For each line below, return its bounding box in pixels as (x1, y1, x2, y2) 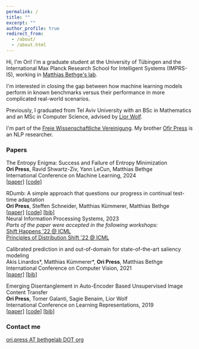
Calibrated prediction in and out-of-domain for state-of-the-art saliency (6, 245, 181, 253)
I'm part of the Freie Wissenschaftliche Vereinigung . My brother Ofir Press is (6, 124, 193, 132)
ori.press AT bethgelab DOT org (6, 336, 84, 343)
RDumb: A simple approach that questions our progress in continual (6, 190, 172, 197)
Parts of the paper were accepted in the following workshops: (6, 222, 158, 229)
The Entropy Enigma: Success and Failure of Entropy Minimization (6, 159, 168, 167)
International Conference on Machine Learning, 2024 (6, 172, 137, 179)
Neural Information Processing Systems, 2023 (6, 215, 119, 222)
